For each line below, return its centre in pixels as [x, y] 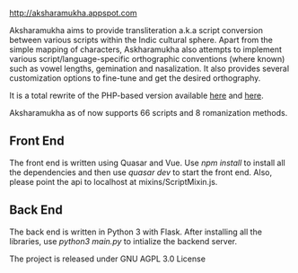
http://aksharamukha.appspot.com [73, 13]
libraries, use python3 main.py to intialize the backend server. [123, 241]
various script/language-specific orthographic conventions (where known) [147, 59]
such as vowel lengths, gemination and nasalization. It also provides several [149, 68]
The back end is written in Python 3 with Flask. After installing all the [136, 232]
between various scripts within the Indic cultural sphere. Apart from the [141, 40]
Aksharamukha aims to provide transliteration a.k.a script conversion [136, 30]
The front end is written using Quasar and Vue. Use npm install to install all [147, 163]
